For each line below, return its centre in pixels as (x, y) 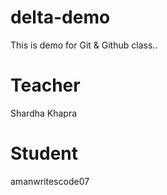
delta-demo (60, 17)
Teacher (45, 85)
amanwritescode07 (50, 181)
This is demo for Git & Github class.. (84, 45)
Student (44, 153)
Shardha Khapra (44, 113)
